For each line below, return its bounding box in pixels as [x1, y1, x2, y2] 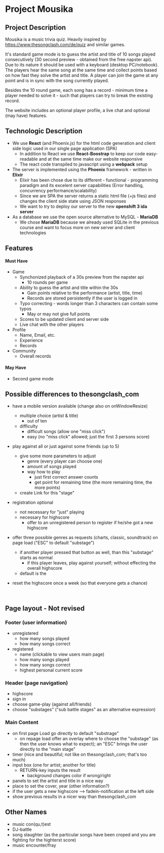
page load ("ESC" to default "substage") [12, 540, 95, 546]
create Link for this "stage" [19, 490, 75, 496]
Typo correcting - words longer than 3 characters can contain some [19, 301, 158, 306]
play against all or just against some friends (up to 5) [12, 443, 120, 449]
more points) [34, 485, 61, 490]
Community [12, 348, 36, 354]
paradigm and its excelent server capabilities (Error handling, [19, 182, 144, 188]
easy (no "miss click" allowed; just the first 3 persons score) [27, 434, 150, 440]
